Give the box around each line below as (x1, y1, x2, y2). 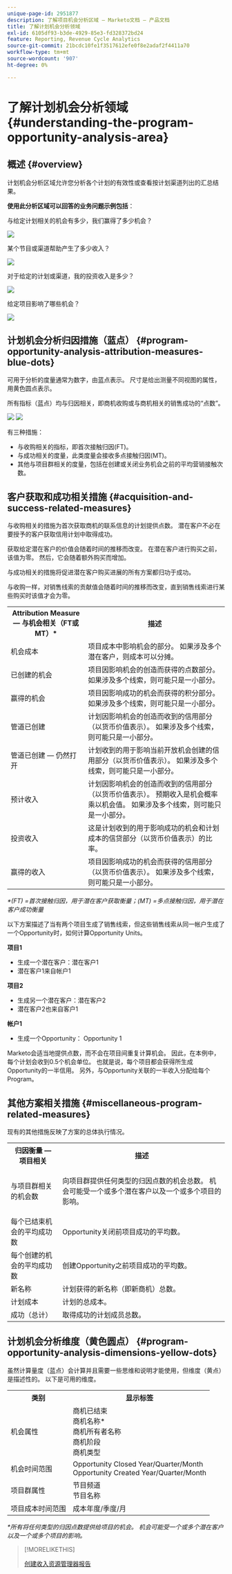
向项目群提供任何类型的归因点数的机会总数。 (61, 1176, 208, 1186)
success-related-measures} (7, 502, 132, 514)
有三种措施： (7, 428, 43, 437)
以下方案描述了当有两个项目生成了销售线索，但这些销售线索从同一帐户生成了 (7, 920, 225, 928)
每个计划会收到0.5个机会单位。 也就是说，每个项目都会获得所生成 (7, 1058, 193, 1066)
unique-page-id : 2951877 (7, 10, 79, 17)
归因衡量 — (14, 1146, 52, 1155)
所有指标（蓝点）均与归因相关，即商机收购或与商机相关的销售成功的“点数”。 (7, 399, 224, 408)
